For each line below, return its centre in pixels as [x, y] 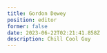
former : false [28, 26]
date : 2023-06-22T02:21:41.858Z [53, 33]
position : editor [32, 20]
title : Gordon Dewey [37, 13]
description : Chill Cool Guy [49, 39]
